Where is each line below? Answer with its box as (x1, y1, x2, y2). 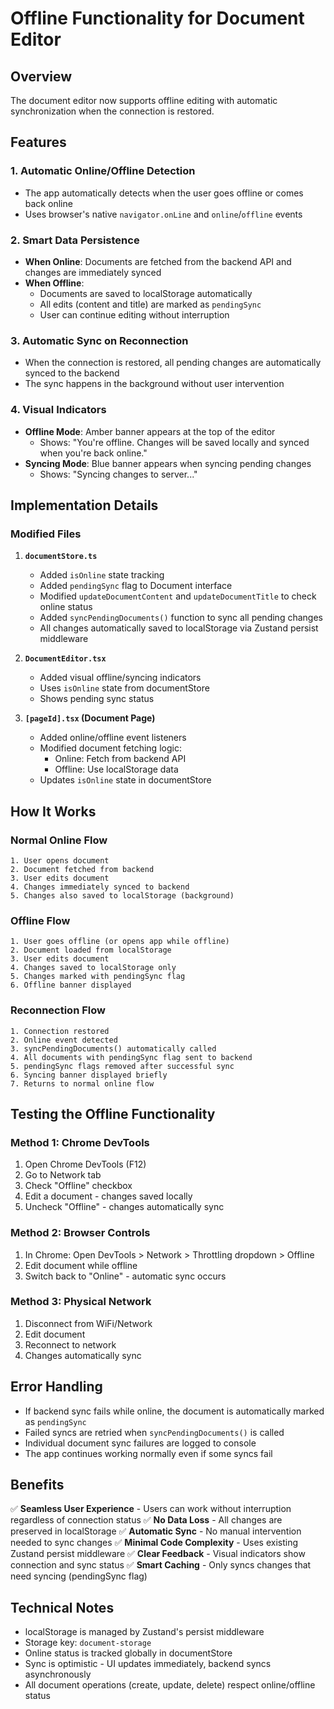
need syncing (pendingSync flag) (10, 1570, 148, 1582)
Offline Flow (10, 913, 71, 927)
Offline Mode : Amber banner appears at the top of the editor (24, 425, 276, 437)
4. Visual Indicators (10, 403, 107, 417)
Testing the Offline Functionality (10, 1105, 216, 1122)
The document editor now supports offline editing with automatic (10, 95, 278, 106)
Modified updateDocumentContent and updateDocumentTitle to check (39, 590, 317, 602)
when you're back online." (39, 447, 148, 459)
